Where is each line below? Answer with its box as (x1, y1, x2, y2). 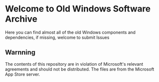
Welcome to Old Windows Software (5, 3, 151, 14)
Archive (5, 13, 38, 24)
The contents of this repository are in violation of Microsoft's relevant (5, 61, 143, 67)
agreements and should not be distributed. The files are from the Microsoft (5, 66, 154, 72)
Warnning (5, 48, 35, 57)
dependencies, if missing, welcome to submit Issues (5, 35, 110, 40)
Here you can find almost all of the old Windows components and (5, 29, 136, 35)
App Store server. (5, 71, 40, 77)
